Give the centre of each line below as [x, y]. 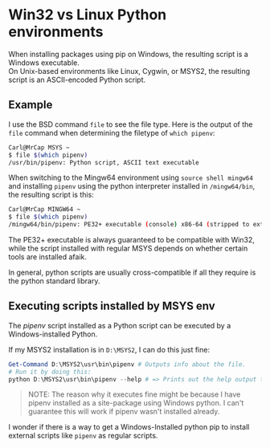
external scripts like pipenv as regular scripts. [83, 436]
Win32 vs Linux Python [88, 15]
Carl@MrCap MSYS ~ [39, 147]
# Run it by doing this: [50, 372]
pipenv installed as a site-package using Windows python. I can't [136, 403]
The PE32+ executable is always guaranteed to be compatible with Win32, [132, 240]
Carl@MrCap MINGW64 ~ [45, 210]
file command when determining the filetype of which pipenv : [112, 132]
